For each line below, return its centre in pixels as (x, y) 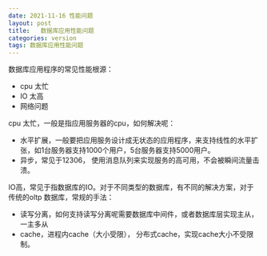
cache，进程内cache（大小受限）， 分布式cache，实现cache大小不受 (133, 234)
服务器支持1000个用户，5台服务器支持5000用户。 (133, 150)
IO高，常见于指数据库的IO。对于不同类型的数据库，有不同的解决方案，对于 (131, 187)
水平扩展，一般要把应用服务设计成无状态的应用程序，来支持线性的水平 (135, 140)
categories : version (43, 38)
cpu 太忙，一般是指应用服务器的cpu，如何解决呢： (92, 123)
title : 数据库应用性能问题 (51, 30)
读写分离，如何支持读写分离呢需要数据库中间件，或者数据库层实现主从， (139, 214)
